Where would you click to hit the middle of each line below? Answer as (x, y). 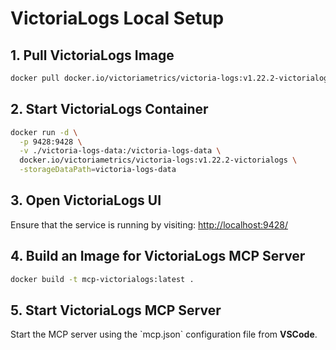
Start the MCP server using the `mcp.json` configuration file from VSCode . (164, 334)
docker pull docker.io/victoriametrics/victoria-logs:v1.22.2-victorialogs (171, 78)
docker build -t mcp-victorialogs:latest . (102, 279)
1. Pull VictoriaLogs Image (92, 55)
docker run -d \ (44, 132)
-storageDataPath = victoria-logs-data (98, 170)
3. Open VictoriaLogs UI (86, 200)
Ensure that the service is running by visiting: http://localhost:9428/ (149, 224)
